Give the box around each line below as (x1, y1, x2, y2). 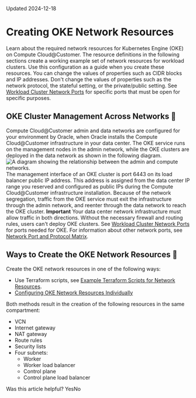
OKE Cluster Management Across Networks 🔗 (6, 111, 177, 122)
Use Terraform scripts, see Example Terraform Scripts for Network (14, 276, 176, 283)
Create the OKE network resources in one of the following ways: (6, 265, 161, 272)
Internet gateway (14, 324, 56, 331)
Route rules (14, 337, 43, 344)
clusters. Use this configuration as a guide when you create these (6, 63, 165, 70)
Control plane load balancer (23, 374, 91, 381)
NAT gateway (14, 330, 47, 337)
